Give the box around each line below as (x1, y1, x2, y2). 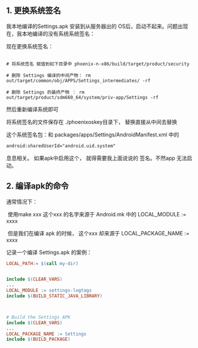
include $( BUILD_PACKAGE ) (6, 336, 70, 343)
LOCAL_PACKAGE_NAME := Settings (6, 331, 86, 337)
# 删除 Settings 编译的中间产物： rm (6, 72, 91, 79)
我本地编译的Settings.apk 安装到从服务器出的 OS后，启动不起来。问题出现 (6, 23, 188, 30)
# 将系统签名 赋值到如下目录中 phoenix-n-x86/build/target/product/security (6, 61, 190, 67)
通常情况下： (6, 198, 38, 205)
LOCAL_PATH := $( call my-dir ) (6, 260, 79, 266)
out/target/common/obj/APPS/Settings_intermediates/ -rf (6, 77, 151, 83)
